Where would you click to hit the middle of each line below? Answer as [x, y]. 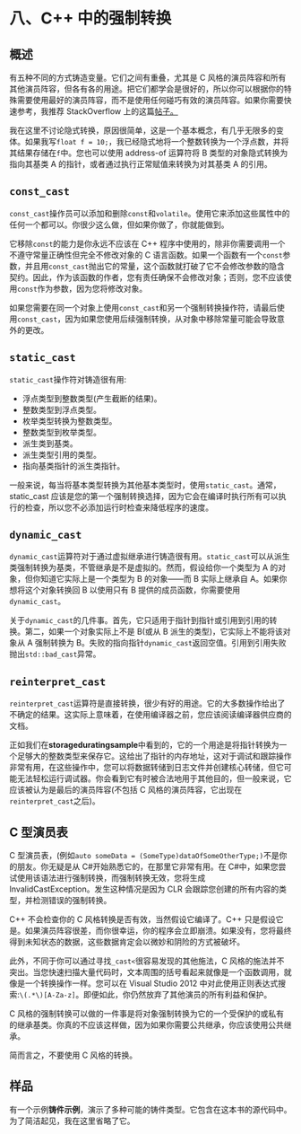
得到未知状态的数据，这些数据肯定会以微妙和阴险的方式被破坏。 [127, 942]
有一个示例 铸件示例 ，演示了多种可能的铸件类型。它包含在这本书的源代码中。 [150, 1109]
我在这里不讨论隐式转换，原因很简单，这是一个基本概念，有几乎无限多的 [142, 130]
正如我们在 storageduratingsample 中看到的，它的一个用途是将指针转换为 [144, 745]
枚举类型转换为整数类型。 [69, 421]
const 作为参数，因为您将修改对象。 [82, 288]
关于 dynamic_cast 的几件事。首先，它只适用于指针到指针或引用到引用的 [139, 620]
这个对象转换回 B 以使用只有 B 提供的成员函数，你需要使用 [133, 590]
